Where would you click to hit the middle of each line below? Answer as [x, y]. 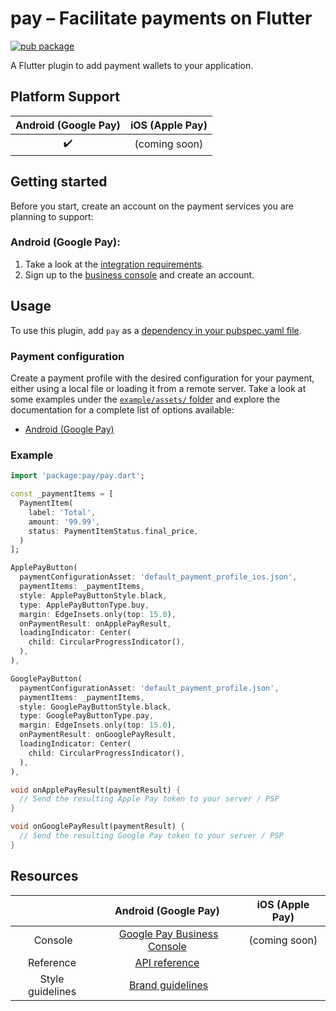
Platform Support [65, 97]
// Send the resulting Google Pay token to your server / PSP [151, 836]
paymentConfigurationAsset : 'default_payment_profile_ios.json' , [158, 577]
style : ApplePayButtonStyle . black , [93, 595]
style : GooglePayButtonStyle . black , [95, 707]
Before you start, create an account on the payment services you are [152, 206]
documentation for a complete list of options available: [122, 409]
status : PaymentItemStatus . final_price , [113, 531]
